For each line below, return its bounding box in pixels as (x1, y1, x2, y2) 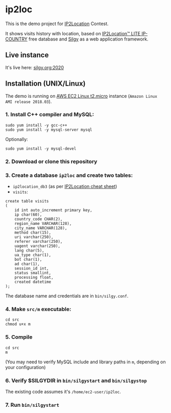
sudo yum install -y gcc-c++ (5, 122, 67, 128)
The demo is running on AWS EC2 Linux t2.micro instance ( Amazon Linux (5, 93, 157, 99)
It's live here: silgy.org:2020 (5, 64, 64, 70)
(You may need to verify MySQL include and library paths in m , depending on (5, 359, 166, 365)
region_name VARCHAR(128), (14, 221, 72, 226)
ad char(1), (14, 261, 40, 267)
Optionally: (5, 136, 28, 142)
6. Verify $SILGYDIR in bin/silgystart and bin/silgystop (5, 377, 147, 384)
